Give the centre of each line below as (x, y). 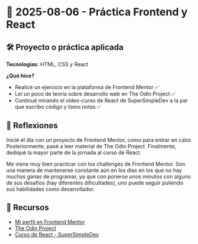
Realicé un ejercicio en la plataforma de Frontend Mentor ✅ (87, 87)
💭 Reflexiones (32, 126)
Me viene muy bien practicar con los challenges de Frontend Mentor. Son (96, 164)
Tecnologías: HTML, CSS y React (47, 64)
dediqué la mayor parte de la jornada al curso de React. (74, 152)
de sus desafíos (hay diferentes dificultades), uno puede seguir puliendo (95, 183)
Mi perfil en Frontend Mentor (50, 222)
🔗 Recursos (28, 208)
